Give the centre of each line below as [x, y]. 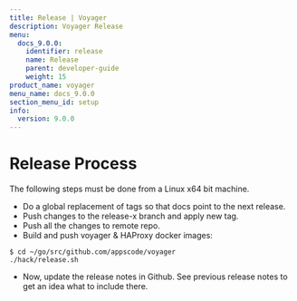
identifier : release [64, 52]
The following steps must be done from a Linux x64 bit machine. [129, 189]
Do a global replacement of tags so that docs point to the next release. [154, 207]
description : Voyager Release [67, 26]
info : [19, 111]
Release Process [73, 164]
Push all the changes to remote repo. [91, 226]
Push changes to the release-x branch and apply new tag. [130, 216]
